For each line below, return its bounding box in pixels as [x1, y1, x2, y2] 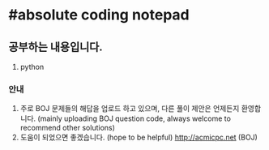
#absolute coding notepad [8, 6, 190, 24]
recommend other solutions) [19, 123, 116, 133]
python [19, 62, 45, 71]
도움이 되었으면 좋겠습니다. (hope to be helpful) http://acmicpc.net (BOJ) [19, 132, 258, 143]
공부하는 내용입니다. [8, 40, 103, 54]
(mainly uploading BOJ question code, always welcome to [37, 114, 231, 123]
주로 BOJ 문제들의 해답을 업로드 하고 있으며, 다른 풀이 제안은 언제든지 [19, 104, 240, 114]
